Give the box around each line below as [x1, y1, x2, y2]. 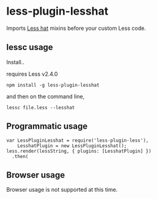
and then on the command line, [6, 93, 85, 100]
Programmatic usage [6, 121, 88, 132]
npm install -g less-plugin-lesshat [6, 82, 100, 88]
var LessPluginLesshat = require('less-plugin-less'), [6, 137, 149, 143]
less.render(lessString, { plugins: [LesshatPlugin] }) [6, 148, 152, 154]
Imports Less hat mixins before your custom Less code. [6, 24, 147, 32]
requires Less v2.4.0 [6, 70, 58, 78]
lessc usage [6, 42, 53, 52]
